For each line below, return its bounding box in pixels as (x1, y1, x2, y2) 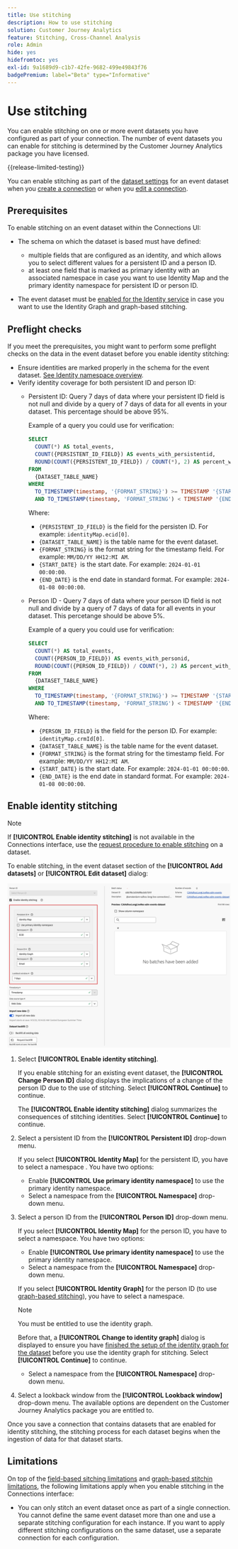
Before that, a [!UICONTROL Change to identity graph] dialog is (17, 1333, 205, 1342)
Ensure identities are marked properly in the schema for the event (17, 363, 210, 372)
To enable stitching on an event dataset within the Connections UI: (7, 224, 201, 232)
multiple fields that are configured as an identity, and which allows (28, 251, 222, 259)
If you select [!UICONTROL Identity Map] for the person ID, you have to (17, 1226, 227, 1235)
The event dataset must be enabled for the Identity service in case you (17, 295, 225, 303)
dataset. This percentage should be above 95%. (28, 407, 169, 416)
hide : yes (7, 49, 37, 56)
